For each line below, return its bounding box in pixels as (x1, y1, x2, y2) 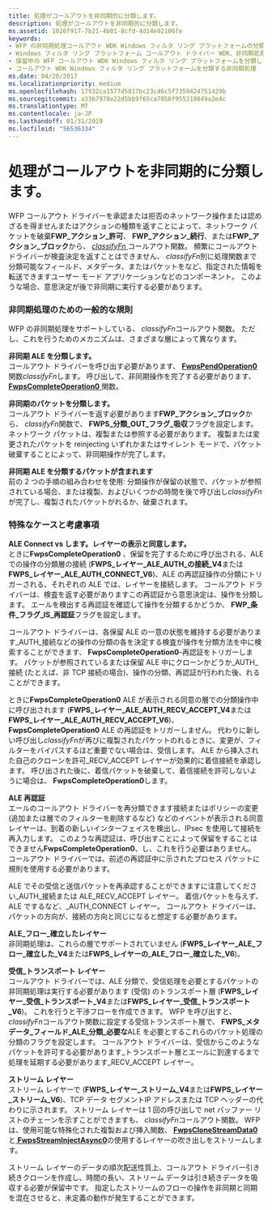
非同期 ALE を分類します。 (8, 351, 96, 360)
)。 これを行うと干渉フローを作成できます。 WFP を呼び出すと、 (21, 1007, 236, 1016)
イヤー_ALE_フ (213, 939, 263, 948)
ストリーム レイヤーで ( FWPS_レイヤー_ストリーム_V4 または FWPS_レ (8, 1084, 242, 1094)
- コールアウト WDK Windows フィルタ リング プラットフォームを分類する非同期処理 (8, 65, 257, 73)
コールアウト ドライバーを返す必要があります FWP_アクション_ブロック (8, 408, 246, 418)
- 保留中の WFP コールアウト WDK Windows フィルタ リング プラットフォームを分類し (8, 58, 263, 66)
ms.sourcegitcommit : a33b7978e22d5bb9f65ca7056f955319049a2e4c (8, 95, 227, 103)
